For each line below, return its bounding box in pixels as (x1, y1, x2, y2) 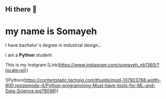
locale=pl (5, 67, 25, 74)
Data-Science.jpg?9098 (5, 88, 55, 94)
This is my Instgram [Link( (5, 62, 59, 68)
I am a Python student (5, 52, 52, 58)
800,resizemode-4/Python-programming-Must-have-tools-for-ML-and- (5, 82, 156, 89)
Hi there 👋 (5, 5, 37, 14)
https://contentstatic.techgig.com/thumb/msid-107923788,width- (24, 77, 161, 83)
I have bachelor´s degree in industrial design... (5, 42, 103, 48)
